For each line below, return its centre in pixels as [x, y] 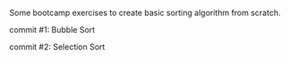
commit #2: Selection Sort [57, 47]
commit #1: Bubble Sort [52, 29]
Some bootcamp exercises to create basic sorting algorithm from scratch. [145, 13]
